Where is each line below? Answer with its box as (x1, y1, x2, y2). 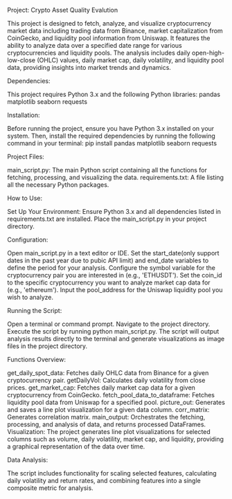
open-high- (191, 48, 225, 57)
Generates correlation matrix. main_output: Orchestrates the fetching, (7, 413, 206, 421)
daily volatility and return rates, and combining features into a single (7, 477, 201, 484)
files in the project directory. (7, 342, 88, 350)
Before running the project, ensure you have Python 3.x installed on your (7, 125, 215, 132)
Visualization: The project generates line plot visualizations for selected (7, 428, 211, 435)
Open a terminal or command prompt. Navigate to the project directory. (7, 320, 211, 328)
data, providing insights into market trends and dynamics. (7, 64, 172, 71)
